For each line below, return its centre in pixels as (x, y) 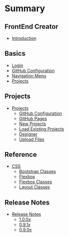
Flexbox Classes (35, 182)
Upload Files (32, 139)
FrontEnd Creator (32, 27)
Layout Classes (34, 187)
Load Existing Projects (41, 129)
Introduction (24, 38)
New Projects (33, 124)
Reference (21, 155)
